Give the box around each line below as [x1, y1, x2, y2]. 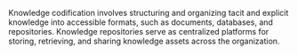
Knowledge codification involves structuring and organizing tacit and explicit [8, 8, 289, 18]
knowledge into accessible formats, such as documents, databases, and [8, 17, 273, 27]
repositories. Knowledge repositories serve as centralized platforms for [8, 27, 270, 36]
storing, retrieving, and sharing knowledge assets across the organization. [8, 35, 280, 46]
